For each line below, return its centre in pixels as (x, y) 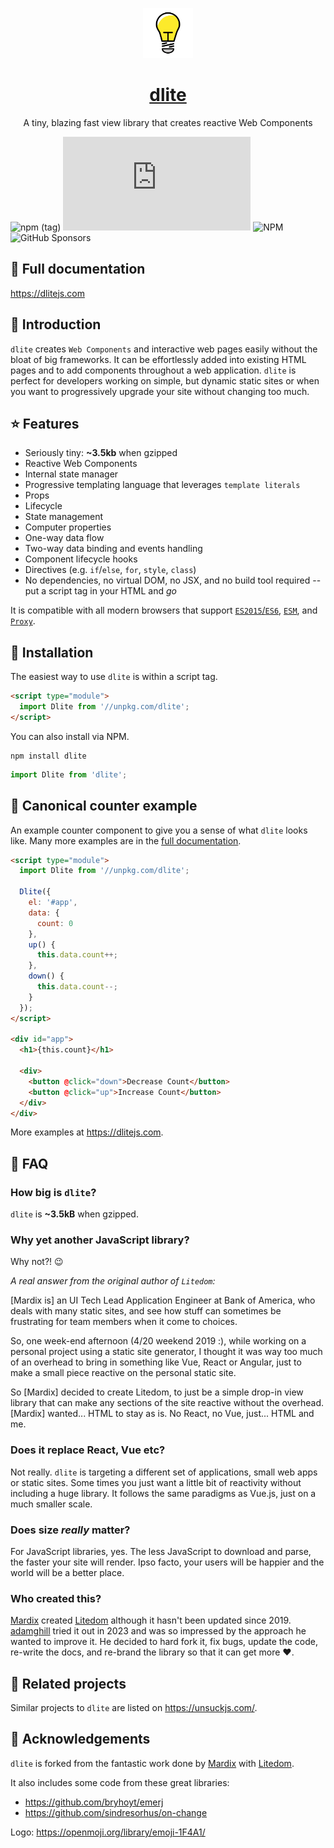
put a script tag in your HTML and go (100, 591)
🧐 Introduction (56, 324)
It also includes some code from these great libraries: (120, 1782)
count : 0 (55, 923)
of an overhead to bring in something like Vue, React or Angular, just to (156, 1362)
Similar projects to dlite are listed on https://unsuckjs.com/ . (134, 1708)
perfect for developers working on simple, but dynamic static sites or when (165, 380)
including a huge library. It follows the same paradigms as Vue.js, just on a (163, 1493)
